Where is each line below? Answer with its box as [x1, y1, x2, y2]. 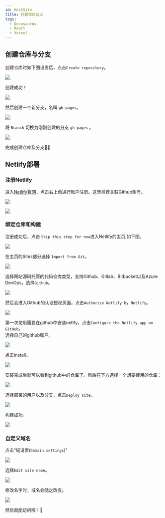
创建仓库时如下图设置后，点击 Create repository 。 [5, 64, 108, 70]
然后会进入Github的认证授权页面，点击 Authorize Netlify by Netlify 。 [5, 299, 151, 305]
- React [9, 26, 26, 31]
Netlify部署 [5, 160, 40, 169]
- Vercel [9, 30, 28, 35]
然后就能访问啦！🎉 [5, 507, 43, 513]
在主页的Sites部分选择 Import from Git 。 [5, 253, 89, 259]
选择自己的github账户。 [5, 332, 53, 338]
